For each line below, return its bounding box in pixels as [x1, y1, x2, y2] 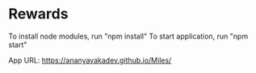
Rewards [8, 5, 69, 23]
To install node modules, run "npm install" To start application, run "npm [8, 31, 249, 41]
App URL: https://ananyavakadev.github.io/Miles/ [8, 55, 172, 65]
